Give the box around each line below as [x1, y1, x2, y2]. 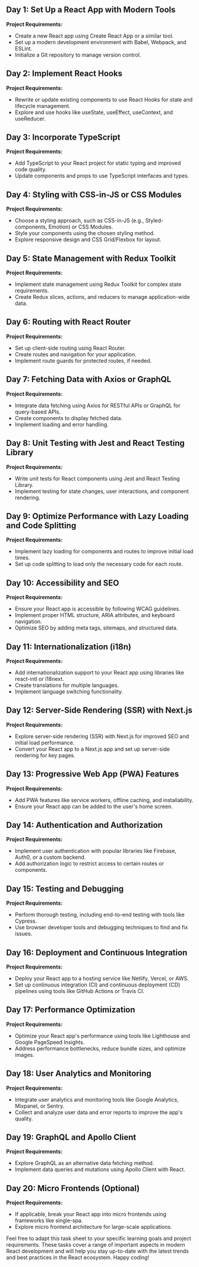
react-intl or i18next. [14, 675, 64, 682]
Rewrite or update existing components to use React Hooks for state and [14, 95, 193, 103]
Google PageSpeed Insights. [14, 1038, 85, 1046]
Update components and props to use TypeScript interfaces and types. [14, 172, 189, 180]
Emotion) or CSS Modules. [48, 223, 113, 230]
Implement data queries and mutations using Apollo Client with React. [14, 1166, 185, 1173]
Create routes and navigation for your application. [14, 350, 137, 357]
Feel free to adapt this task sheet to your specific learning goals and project [6, 1235, 191, 1242]
